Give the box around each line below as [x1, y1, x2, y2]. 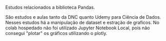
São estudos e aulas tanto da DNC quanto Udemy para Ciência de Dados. [5, 14, 161, 20]
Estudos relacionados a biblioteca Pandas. [5, 5, 95, 10]
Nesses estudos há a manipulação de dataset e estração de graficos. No [5, 20, 159, 25]
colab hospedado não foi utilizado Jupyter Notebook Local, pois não [5, 25, 150, 31]
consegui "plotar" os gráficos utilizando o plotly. [5, 30, 108, 36]
